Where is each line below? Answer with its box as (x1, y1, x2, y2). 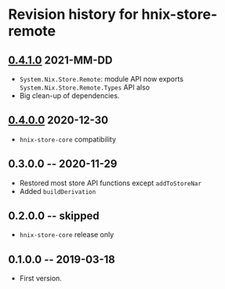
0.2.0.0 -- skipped (8, 210, 100, 223)
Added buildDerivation (19, 186, 96, 196)
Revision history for (8, 5, 139, 24)
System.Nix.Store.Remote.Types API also (19, 82, 151, 92)
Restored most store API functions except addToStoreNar (19, 178, 202, 188)
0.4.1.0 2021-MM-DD (8, 53, 113, 67)
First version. (19, 273, 63, 284)
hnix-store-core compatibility (19, 134, 116, 144)
